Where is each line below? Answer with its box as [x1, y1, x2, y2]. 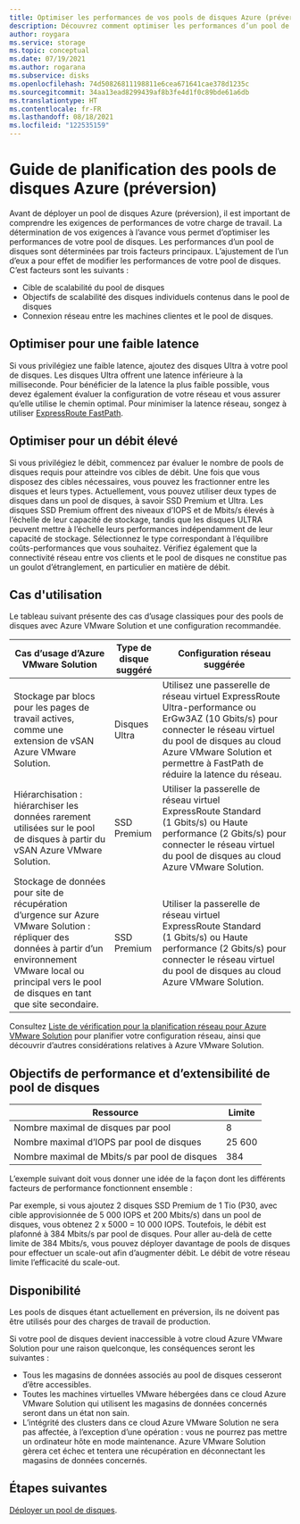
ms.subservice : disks [9, 71, 90, 80]
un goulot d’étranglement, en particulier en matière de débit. [9, 562, 230, 572]
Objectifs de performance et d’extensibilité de [9, 1066, 271, 1081]
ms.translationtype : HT [9, 96, 98, 105]
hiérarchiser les [13, 800, 79, 812]
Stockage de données [13, 876, 106, 888]
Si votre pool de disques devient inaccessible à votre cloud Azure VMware [9, 1334, 283, 1344]
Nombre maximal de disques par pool [13, 1121, 171, 1134]
